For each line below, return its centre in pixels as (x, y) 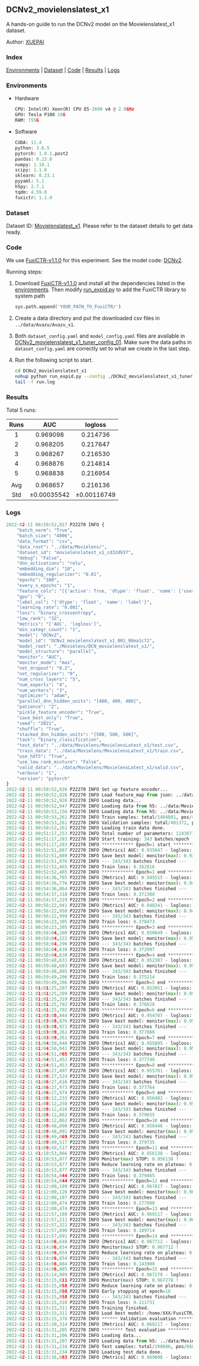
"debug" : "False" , (39, 558)
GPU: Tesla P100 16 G (40, 115)
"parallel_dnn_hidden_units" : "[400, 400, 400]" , (79, 701)
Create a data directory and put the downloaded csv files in (87, 318)
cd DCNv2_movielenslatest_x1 (51, 371)
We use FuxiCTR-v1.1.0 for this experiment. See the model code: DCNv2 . (94, 260)
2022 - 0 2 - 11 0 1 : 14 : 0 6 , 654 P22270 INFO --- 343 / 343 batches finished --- (97, 1258)
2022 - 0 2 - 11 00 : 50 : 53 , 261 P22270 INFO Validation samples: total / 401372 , (98, 823)
